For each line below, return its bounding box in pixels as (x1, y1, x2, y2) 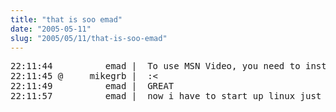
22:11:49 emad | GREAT (10, 81, 175, 92)
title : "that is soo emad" (10, 14, 123, 25)
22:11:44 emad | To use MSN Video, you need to (10, 61, 301, 72)
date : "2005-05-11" (10, 24, 92, 34)
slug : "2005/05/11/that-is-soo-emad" (10, 33, 168, 43)
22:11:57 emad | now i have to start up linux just (10, 91, 322, 102)
